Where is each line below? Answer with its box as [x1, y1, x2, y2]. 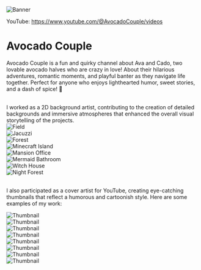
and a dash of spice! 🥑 [6, 85, 63, 92]
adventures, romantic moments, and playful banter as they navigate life [6, 72, 186, 79]
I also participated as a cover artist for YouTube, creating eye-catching [6, 186, 184, 194]
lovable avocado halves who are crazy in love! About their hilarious [6, 65, 175, 73]
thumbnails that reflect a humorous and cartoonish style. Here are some [6, 193, 188, 200]
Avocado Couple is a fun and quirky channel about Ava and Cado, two [6, 59, 183, 67]
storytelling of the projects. [6, 116, 75, 124]
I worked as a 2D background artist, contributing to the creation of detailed [6, 103, 195, 111]
